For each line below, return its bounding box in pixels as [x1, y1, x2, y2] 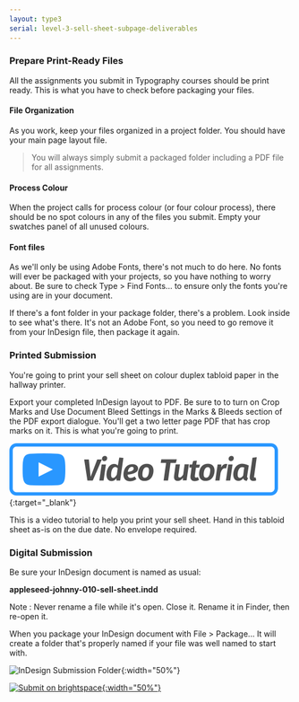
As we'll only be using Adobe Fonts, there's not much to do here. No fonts [9, 261, 282, 273]
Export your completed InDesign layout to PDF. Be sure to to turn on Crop [9, 396, 280, 408]
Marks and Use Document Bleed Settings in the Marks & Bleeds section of [9, 406, 283, 417]
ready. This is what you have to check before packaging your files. [9, 84, 255, 95]
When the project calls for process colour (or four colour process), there [9, 202, 276, 213]
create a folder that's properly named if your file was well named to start [9, 638, 277, 648]
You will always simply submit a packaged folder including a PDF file [30, 153, 285, 162]
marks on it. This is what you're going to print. [9, 425, 179, 435]
